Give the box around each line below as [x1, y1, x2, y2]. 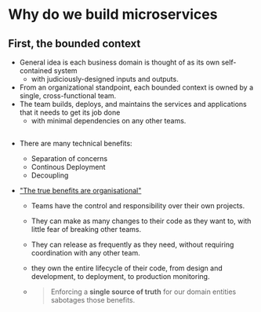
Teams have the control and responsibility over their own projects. [31, 201, 245, 211]
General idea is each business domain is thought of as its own [19, 57, 220, 67]
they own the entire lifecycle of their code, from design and [31, 263, 223, 273]
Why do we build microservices [8, 6, 218, 24]
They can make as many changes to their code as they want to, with [31, 216, 252, 226]
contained [19, 66, 53, 75]
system [53, 66, 78, 75]
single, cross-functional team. [19, 91, 117, 100]
